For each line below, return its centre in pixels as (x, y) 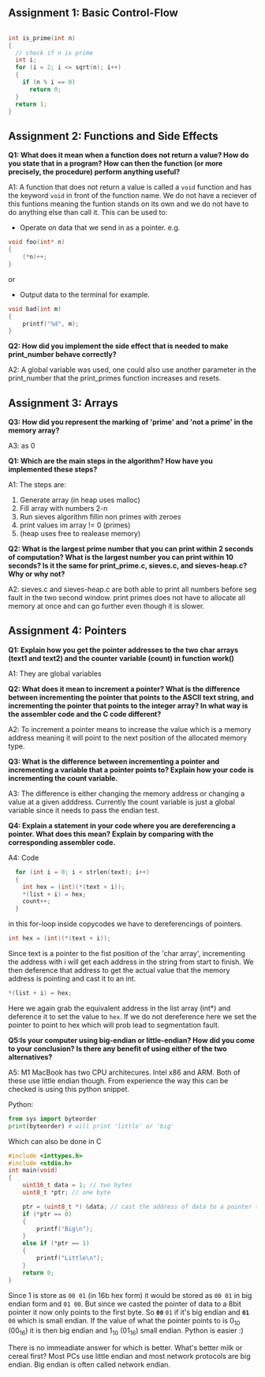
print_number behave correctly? (62, 355)
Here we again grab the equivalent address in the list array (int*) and (119, 1008)
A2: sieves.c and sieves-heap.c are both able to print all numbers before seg (132, 589)
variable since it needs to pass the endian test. (84, 810)
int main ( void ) (33, 1171)
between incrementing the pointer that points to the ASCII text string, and (131, 697)
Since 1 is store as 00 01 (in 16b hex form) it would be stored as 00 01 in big (130, 1295)
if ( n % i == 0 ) (49, 82)
